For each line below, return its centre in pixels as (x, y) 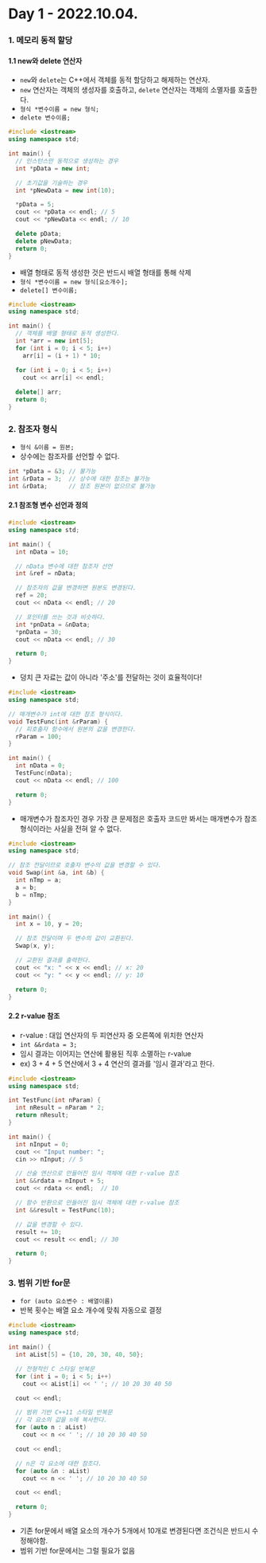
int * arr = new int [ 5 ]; (54, 341)
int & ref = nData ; (46, 574)
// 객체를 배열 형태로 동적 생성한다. (68, 334)
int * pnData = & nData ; (53, 625)
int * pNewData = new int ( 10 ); (65, 190)
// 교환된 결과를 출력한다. (53, 961)
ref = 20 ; (31, 595)
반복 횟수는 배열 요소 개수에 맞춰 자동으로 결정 (91, 1310)
